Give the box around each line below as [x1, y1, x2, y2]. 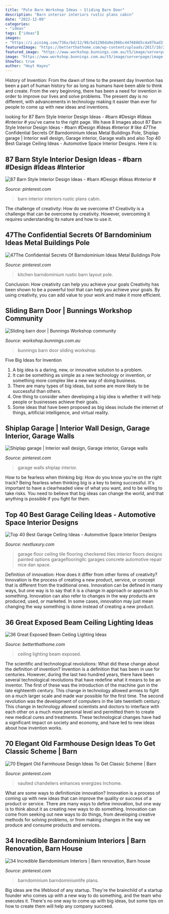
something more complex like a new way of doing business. [12, 377, 137, 383]
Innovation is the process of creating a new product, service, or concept [5, 577, 155, 583]
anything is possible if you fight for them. [5, 496, 91, 502]
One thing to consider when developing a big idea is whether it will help [12, 393, 161, 399]
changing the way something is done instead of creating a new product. [5, 604, 154, 610]
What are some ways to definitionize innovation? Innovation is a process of [5, 790, 160, 796]
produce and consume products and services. [5, 822, 101, 828]
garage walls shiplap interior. [17, 465, 77, 471]
